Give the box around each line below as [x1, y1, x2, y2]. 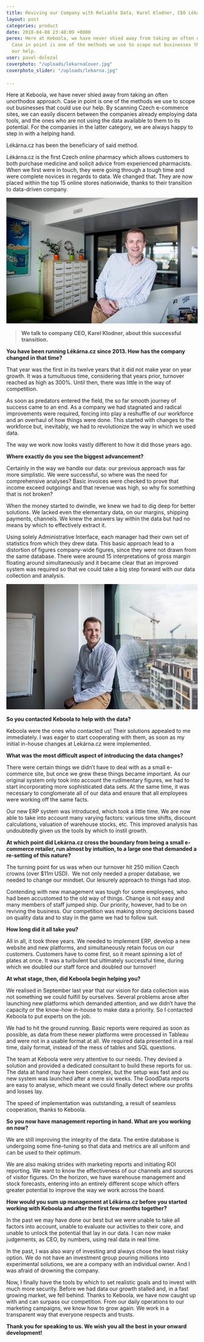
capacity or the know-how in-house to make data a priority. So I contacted [6, 1006, 193, 1013]
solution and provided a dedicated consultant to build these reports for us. [6, 1061, 192, 1069]
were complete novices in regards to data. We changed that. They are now [6, 173, 193, 180]
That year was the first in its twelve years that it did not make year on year [6, 366, 192, 373]
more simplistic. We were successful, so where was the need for [6, 471, 168, 479]
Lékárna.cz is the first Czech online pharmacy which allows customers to [6, 154, 189, 161]
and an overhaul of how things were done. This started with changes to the [6, 417, 194, 424]
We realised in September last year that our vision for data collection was [6, 987, 189, 994]
